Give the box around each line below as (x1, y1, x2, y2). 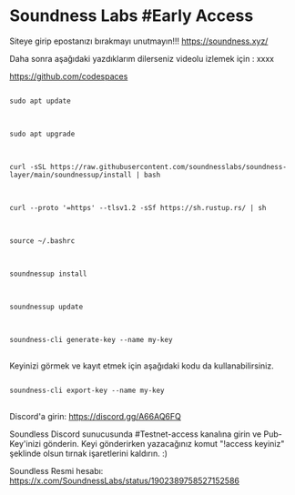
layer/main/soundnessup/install (9, 170, 132, 179)
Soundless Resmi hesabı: (9, 465, 104, 476)
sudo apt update (9, 96, 71, 106)
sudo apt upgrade (9, 129, 76, 138)
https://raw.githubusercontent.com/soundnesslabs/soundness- (49, 162, 287, 171)
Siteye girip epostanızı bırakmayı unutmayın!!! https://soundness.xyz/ (9, 35, 269, 46)
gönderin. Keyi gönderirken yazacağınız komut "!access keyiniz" (42, 438, 285, 449)
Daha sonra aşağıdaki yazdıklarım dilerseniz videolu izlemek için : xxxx (9, 53, 275, 64)
